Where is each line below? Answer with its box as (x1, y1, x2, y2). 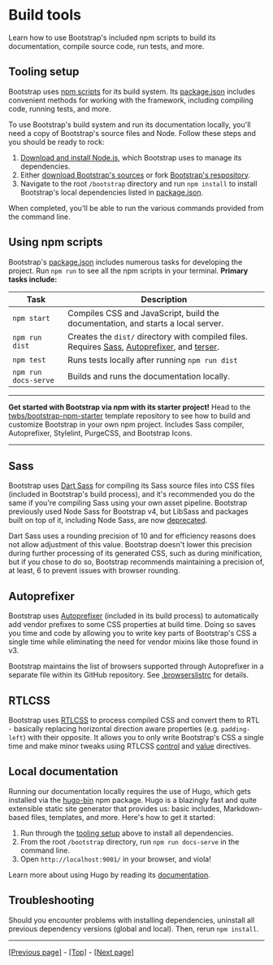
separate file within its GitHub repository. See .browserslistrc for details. (8, 670, 249, 680)
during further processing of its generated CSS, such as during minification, (8, 548, 262, 559)
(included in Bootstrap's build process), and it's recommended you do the (8, 489, 255, 499)
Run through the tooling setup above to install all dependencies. (19, 828, 234, 838)
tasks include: (8, 274, 58, 284)
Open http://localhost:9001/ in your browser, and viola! (19, 853, 211, 864)
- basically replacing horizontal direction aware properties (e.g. (8, 724, 219, 734)
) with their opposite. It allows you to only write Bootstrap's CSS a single (23, 733, 264, 742)
